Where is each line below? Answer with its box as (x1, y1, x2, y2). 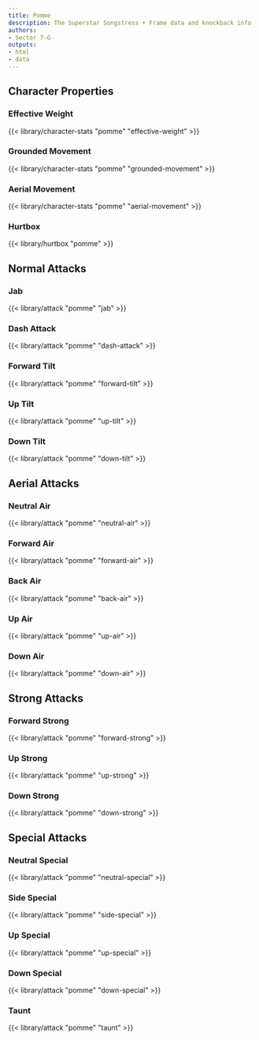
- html (8, 48, 30, 56)
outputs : (8, 41, 37, 49)
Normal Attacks (8, 262, 87, 275)
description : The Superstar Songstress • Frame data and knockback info (8, 19, 252, 27)
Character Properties (8, 84, 114, 99)
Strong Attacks (8, 691, 84, 705)
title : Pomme (8, 11, 51, 20)
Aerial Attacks (8, 476, 80, 490)
